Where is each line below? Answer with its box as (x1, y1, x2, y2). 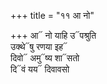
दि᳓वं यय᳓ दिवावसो (10, 63, 70, 75)
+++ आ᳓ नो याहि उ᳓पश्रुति (10, 30, 97, 41)
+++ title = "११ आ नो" (10, 10, 95, 21)
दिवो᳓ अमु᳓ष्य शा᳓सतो (10, 52, 80, 64)
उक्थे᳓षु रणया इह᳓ (10, 41, 68, 52)
